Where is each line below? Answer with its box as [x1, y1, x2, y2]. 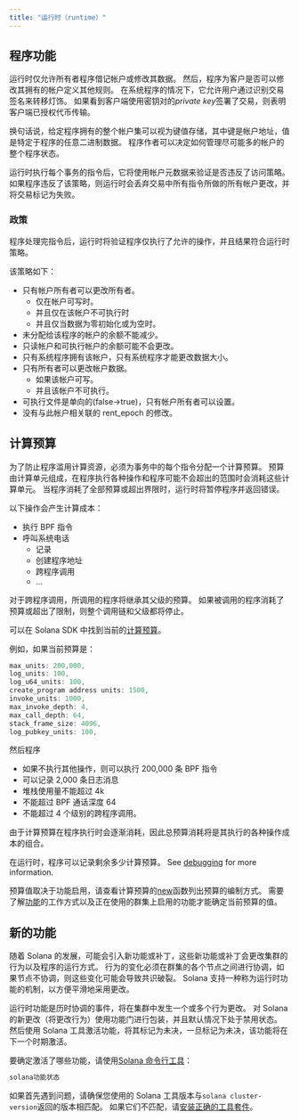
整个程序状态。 [9, 148, 64, 159]
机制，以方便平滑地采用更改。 [24, 984, 134, 994]
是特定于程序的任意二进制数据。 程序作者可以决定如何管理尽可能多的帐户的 [9, 137, 285, 148]
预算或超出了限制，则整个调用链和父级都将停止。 [9, 605, 189, 616]
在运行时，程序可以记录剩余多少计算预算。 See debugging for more [9, 857, 257, 868]
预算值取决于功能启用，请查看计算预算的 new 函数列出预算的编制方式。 [9, 886, 267, 896]
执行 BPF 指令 [21, 521, 74, 532]
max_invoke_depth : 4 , [9, 702, 90, 711]
